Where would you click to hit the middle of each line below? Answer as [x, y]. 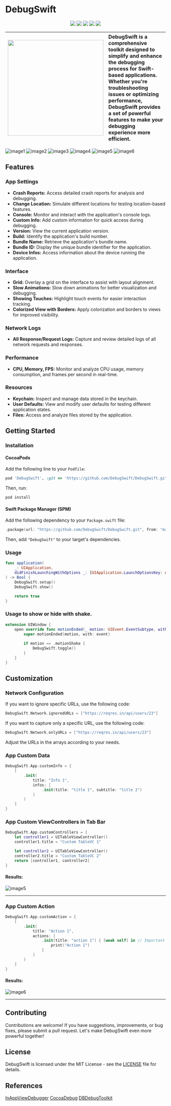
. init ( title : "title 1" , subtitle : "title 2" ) [92, 790]
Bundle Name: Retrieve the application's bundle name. [70, 241]
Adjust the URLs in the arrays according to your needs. [63, 742]
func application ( [25, 563]
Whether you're [128, 81]
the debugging [127, 62]
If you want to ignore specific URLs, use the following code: [68, 704]
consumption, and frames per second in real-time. [65, 374]
